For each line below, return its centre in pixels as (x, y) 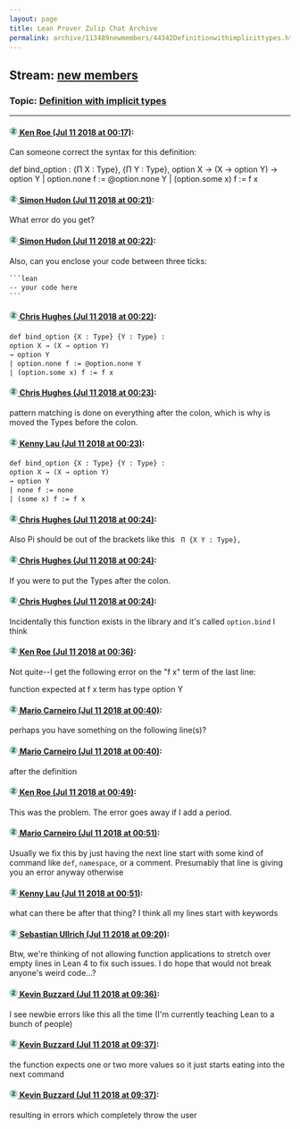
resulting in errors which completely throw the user (103, 1115)
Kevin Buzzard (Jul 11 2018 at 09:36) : (90, 994)
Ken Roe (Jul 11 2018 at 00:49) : (78, 792)
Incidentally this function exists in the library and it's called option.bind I (142, 621)
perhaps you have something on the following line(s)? (108, 731)
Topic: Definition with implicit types (88, 100)
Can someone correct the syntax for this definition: (103, 152)
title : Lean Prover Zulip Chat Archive (83, 28)
